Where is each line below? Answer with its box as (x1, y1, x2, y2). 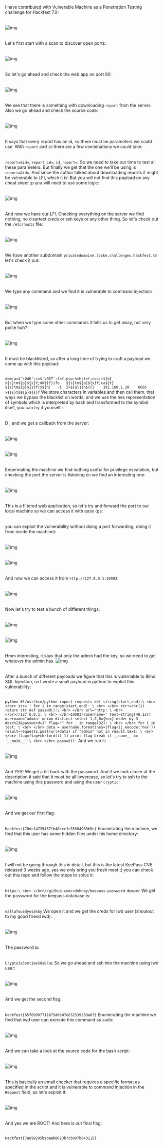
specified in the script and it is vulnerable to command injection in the (5, 1084, 145, 1090)
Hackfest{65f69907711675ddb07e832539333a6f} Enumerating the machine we (5, 1012, 157, 1018)
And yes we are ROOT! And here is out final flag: (5, 1120, 102, 1126)
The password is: (5, 945, 40, 950)
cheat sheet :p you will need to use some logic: (5, 180, 100, 185)
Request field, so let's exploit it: (5, 1090, 67, 1095)
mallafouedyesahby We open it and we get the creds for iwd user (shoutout (5, 909, 154, 914)
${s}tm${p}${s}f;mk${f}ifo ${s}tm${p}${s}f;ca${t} (5, 381, 114, 385)
